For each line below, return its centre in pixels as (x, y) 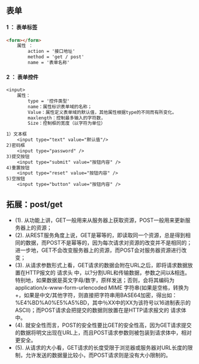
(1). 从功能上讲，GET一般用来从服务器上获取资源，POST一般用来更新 (100, 220)
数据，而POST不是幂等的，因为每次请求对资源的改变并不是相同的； (109, 242)
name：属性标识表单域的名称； (60, 107)
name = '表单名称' (49, 63)
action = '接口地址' (52, 52)
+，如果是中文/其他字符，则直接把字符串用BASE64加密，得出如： (96, 295)
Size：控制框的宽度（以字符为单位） (67, 124)
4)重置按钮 (18, 168)
